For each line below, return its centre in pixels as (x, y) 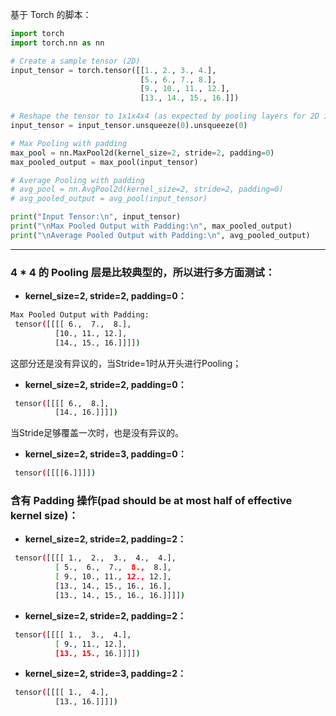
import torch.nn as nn (57, 43)
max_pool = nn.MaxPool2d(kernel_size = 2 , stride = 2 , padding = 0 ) (142, 153)
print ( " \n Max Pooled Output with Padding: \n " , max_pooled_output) (151, 226)
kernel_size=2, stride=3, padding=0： (105, 454)
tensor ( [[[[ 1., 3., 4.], (73, 634)
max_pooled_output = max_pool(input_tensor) (104, 162)
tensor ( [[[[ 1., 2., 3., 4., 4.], (95, 558)
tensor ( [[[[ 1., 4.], (62, 693)
